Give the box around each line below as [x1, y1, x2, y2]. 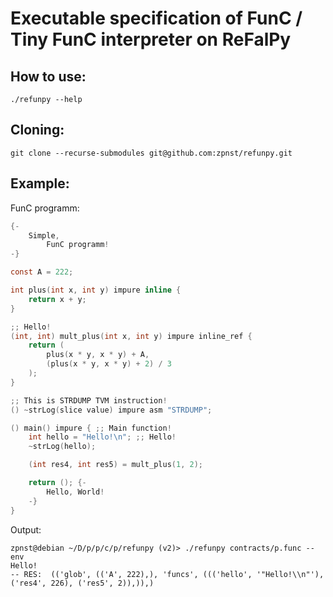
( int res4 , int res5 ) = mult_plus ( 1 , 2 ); [28, 460, 204, 470]
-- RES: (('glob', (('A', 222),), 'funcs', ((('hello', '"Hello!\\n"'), [10, 569, 325, 579]
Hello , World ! [46, 487, 105, 497]
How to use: [10, 68, 87, 85]
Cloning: [10, 122, 65, 139]
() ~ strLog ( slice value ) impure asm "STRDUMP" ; [10, 405, 213, 415]
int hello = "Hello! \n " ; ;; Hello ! [28, 432, 177, 442]
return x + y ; [28, 294, 87, 304]
